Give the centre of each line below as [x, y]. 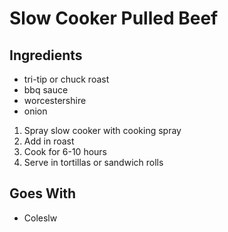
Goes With [43, 193]
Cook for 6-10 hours [65, 151]
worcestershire [55, 100]
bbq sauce [46, 90]
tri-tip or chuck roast [66, 79]
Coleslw [40, 218]
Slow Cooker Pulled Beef [114, 18]
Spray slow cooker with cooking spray [102, 130]
